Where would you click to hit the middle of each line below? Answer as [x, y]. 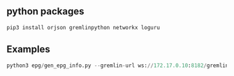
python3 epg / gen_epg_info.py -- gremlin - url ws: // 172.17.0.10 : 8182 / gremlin [118, 66]
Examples [28, 49]
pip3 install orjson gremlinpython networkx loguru [83, 27]
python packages [45, 12]
